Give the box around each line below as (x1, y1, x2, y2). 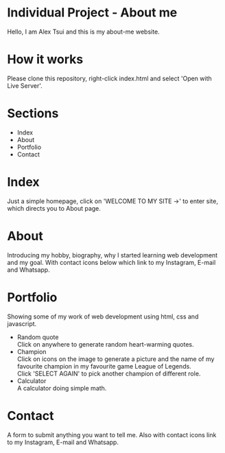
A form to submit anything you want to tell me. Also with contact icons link (7, 430, 217, 439)
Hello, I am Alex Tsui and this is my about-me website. (7, 27, 160, 36)
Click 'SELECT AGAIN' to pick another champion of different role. (16, 369, 201, 377)
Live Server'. (7, 81, 43, 90)
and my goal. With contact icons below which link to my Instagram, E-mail (7, 258, 216, 266)
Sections (7, 106, 59, 121)
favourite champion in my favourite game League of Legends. (16, 362, 192, 370)
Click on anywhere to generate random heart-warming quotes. (16, 340, 194, 348)
